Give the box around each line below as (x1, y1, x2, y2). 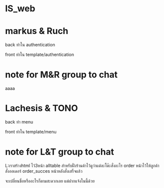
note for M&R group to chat (5, 69, 118, 80)
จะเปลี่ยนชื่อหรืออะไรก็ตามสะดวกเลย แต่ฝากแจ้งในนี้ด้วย (5, 178, 95, 184)
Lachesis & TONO (5, 103, 78, 114)
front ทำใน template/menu (5, 129, 57, 134)
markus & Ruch (5, 26, 68, 37)
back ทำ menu (5, 119, 33, 125)
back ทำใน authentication (5, 42, 55, 48)
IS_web (5, 3, 35, 14)
